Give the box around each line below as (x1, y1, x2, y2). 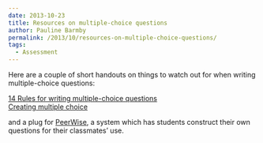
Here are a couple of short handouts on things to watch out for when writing (8, 70, 256, 79)
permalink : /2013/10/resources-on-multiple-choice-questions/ (8, 33, 217, 42)
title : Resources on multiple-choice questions (8, 19, 168, 27)
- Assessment (15, 48, 58, 56)
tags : (8, 41, 26, 49)
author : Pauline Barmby (8, 26, 87, 34)
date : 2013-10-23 (8, 11, 66, 20)
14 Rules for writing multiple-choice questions (8, 94, 158, 103)
